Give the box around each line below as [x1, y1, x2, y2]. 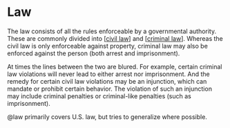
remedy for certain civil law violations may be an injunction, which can [7, 77, 207, 85]
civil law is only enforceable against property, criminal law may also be [7, 42, 209, 50]
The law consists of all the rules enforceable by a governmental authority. [7, 27, 216, 35]
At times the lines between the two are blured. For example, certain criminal [7, 62, 222, 71]
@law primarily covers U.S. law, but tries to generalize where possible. [7, 112, 207, 121]
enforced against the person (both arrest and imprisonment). [7, 49, 180, 57]
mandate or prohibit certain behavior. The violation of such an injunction [7, 84, 213, 93]
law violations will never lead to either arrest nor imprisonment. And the [7, 70, 210, 78]
